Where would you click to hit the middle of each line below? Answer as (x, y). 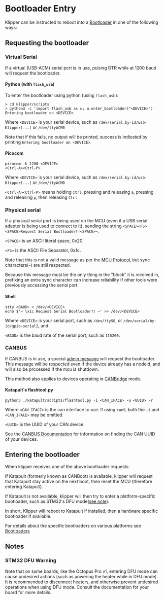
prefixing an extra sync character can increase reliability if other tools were (81, 280)
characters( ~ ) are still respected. (38, 265)
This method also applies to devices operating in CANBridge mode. (73, 379)
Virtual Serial (21, 57)
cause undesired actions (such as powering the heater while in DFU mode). (82, 576)
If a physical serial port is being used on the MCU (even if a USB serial (76, 221)
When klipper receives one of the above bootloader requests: (67, 466)
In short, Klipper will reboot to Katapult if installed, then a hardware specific (82, 511)
